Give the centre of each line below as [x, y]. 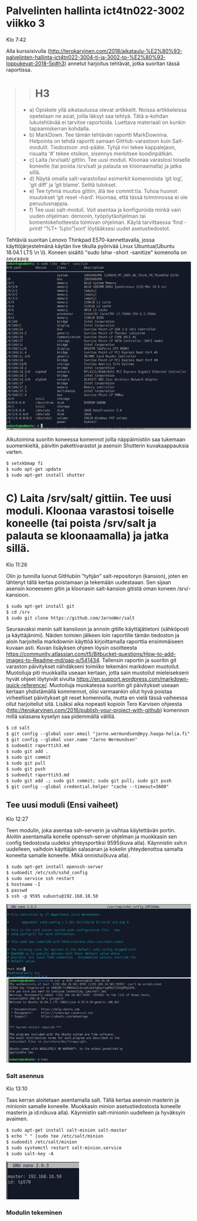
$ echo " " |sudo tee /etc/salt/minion [55, 1136]
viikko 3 [26, 23]
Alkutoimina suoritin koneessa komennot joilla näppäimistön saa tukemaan [96, 440]
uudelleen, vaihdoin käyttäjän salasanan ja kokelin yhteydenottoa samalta [95, 849]
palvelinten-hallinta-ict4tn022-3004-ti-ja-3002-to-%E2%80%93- [86, 57]
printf [36, 228]
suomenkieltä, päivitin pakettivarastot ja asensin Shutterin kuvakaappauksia [98, 446]
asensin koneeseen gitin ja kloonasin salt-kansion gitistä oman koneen [91, 588]
